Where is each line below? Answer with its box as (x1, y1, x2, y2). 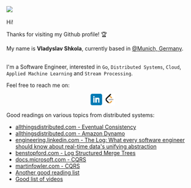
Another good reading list (15, 169, 80, 176)
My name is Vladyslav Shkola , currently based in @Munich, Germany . (6, 45, 184, 52)
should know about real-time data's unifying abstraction (15, 143, 157, 150)
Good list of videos (15, 175, 63, 182)
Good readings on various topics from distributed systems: (6, 111, 155, 119)
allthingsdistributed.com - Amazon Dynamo (15, 130, 125, 137)
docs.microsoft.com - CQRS (15, 156, 87, 163)
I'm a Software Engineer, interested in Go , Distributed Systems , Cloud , (6, 63, 182, 70)
